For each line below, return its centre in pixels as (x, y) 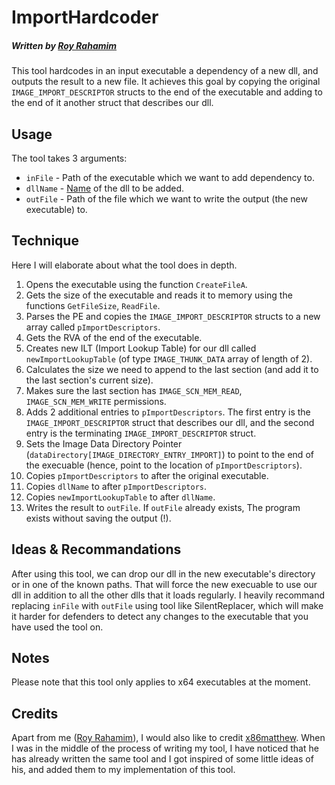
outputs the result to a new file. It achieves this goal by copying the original (166, 82)
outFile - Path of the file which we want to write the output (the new (166, 198)
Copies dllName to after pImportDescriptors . (116, 486)
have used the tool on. (57, 627)
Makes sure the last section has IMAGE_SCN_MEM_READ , (134, 390)
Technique (45, 241)
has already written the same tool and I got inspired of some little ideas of (162, 759)
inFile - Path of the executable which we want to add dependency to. (170, 177)
